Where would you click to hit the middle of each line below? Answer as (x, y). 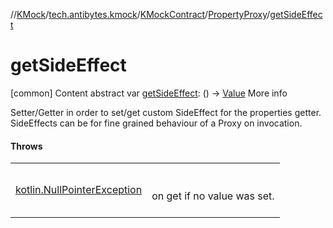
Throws (26, 146)
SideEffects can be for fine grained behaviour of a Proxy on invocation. (156, 123)
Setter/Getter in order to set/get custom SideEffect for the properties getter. (166, 112)
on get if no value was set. (213, 196)
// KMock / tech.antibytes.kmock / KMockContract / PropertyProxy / (140, 14)
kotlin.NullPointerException (79, 190)
